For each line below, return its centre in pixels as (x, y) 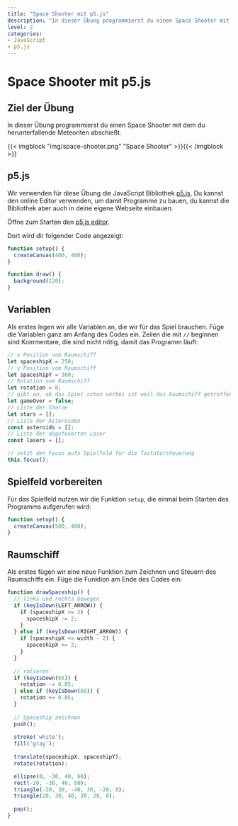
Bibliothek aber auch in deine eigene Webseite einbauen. (90, 208)
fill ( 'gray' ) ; (34, 744)
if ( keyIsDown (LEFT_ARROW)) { (58, 605)
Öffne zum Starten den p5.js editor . (58, 222)
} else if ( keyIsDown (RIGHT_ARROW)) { (71, 632)
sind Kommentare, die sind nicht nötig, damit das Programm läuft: (103, 341)
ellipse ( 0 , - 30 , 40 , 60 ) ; (52, 776)
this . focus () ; (28, 460)
